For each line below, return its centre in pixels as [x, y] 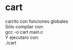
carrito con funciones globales [37, 21]
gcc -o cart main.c [24, 32]
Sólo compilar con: [24, 26]
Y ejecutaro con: [22, 37]
